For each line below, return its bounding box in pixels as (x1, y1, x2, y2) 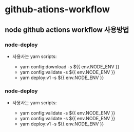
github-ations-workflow (5, 4, 110, 15)
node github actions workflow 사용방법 (5, 25, 129, 34)
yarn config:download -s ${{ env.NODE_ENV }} (20, 63, 120, 70)
